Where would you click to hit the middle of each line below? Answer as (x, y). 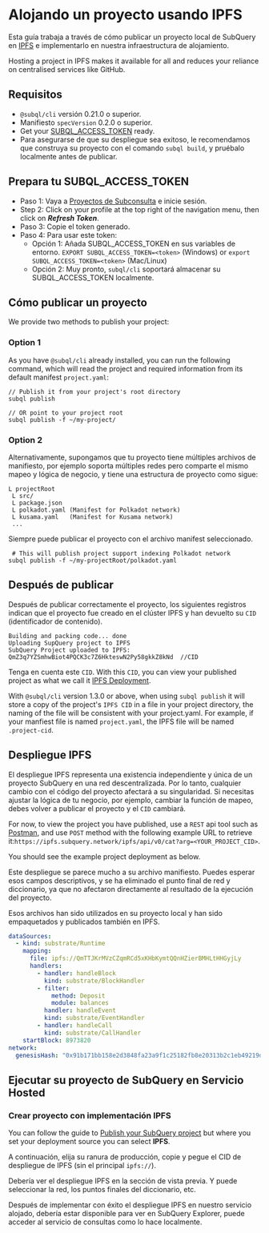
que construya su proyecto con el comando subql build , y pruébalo (132, 148)
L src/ (23, 496)
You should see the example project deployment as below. (104, 856)
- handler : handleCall (75, 1026)
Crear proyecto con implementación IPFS (90, 1115)
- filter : (53, 988)
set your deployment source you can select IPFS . (89, 1142)
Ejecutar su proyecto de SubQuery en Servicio (126, 1080)
